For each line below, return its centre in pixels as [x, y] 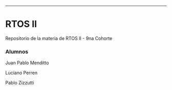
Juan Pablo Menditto [27, 63]
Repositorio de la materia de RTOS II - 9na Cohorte [59, 38]
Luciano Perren [21, 73]
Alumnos [17, 51]
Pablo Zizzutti [20, 83]
